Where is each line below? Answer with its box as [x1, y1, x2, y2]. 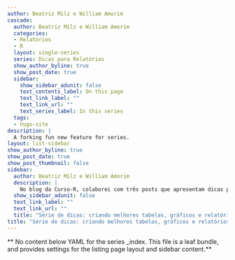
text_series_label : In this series [20, 108, 124, 115]
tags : [13, 114, 30, 121]
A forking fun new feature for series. [13, 133, 130, 140]
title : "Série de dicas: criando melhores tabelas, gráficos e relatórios [7, 218, 230, 225]
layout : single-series [13, 50, 80, 57]
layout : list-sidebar [7, 140, 71, 147]
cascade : [7, 17, 33, 24]
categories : [13, 29, 49, 37]
